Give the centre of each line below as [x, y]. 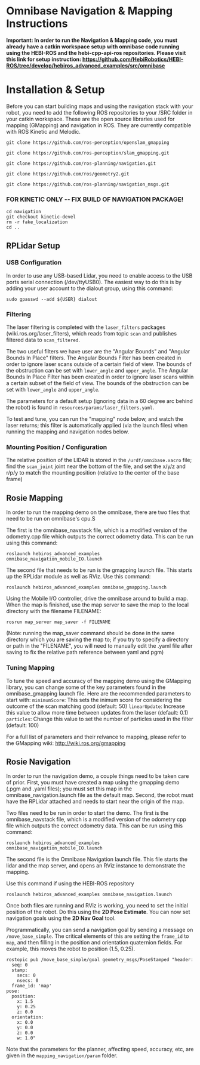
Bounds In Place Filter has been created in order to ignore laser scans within [100, 377]
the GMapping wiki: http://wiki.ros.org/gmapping [66, 743]
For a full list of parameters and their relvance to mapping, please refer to [96, 737]
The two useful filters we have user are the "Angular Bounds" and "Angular [98, 352]
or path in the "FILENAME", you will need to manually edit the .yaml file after [99, 646]
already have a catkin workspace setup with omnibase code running [93, 47]
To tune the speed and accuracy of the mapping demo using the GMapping [99, 681]
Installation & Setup [56, 90]
